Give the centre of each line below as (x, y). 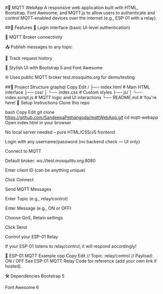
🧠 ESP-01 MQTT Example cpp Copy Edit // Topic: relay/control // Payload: (79, 256)
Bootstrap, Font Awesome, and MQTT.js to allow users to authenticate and (80, 13)
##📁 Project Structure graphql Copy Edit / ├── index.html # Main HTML (78, 87)
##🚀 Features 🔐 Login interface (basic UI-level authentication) (68, 27)
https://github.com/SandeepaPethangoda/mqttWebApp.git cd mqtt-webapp (82, 117)
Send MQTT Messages (28, 189)
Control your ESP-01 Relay (32, 237)
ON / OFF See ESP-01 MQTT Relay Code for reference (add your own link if (81, 261)
